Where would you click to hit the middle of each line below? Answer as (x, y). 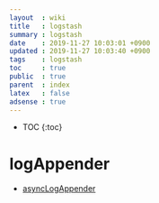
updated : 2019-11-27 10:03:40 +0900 (80, 51)
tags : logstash (46, 60)
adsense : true (38, 101)
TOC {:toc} (42, 127)
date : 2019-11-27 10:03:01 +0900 (80, 43)
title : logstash (46, 26)
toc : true (38, 69)
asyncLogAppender (59, 189)
